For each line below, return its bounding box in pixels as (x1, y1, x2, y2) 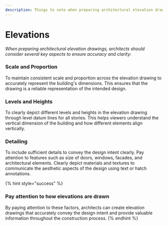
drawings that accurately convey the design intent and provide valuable (5, 209, 152, 216)
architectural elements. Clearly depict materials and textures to (5, 160, 135, 166)
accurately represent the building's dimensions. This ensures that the (5, 80, 148, 86)
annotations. (5, 171, 31, 177)
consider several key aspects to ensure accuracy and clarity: (5, 51, 131, 57)
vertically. (5, 126, 25, 132)
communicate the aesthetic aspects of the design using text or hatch (5, 165, 147, 171)
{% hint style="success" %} (5, 180, 63, 186)
